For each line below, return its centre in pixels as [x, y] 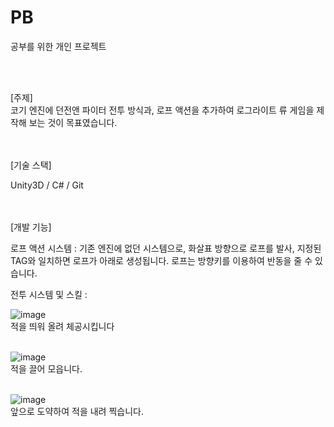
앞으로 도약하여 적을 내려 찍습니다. [77, 411]
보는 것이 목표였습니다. [73, 122]
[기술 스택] [31, 165]
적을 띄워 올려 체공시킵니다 [62, 326]
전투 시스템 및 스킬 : [49, 294]
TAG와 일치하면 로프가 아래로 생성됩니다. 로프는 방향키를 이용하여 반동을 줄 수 [161, 260]
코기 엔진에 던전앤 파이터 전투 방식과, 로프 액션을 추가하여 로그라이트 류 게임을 [162, 110]
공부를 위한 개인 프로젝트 [58, 46]
